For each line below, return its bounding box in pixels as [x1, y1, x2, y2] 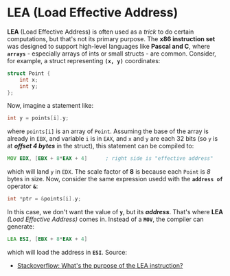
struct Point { [7, 70, 51, 77]
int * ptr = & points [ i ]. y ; [7, 196, 81, 203]
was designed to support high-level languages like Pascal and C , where [7, 42, 211, 50]
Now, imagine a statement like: [7, 102, 94, 110]
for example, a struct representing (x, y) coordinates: [7, 56, 161, 65]
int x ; [19, 76, 38, 83]
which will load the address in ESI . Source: [7, 248, 128, 256]
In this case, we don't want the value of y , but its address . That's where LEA [7, 208, 223, 216]
